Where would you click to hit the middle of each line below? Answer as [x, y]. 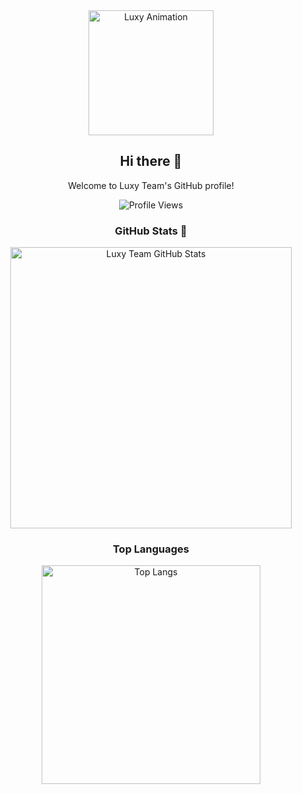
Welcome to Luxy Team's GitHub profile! [151, 185]
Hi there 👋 [151, 161]
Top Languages [151, 549]
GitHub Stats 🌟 [151, 231]
